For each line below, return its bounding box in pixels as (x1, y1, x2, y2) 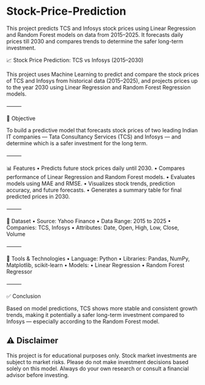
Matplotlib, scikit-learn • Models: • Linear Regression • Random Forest (6, 261, 185, 269)
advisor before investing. (6, 371, 69, 378)
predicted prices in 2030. (6, 192, 70, 200)
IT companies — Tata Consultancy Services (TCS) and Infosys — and (6, 133, 182, 140)
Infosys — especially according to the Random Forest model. (6, 318, 160, 325)
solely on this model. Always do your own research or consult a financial (6, 365, 189, 372)
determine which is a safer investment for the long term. (6, 139, 148, 147)
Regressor (6, 268, 32, 275)
